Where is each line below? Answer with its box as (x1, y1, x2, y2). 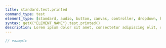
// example (5, 38, 28, 44)
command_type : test (5, 12, 45, 16)
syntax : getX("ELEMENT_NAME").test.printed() (5, 20, 100, 26)
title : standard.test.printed (5, 7, 68, 12)
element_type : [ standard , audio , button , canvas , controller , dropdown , (5, 16, 158, 21)
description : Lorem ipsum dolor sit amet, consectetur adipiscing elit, (5, 25, 158, 30)
